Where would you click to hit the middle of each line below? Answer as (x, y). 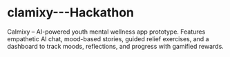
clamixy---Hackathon (71, 13)
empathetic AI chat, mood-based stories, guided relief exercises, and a (108, 38)
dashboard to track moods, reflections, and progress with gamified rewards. (116, 46)
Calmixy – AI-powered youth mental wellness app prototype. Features (106, 32)
